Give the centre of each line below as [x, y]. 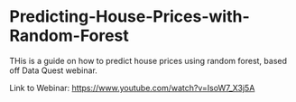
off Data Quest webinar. [53, 70]
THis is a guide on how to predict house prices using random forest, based [148, 60]
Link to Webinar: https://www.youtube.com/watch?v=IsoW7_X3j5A [132, 88]
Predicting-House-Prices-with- [129, 17]
